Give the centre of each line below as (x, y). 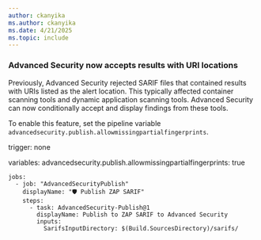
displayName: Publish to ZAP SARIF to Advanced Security (132, 215)
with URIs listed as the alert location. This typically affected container (121, 91)
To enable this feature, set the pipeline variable (85, 123)
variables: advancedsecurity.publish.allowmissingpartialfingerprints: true (127, 162)
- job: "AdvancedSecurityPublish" (72, 184)
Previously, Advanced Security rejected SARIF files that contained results (127, 82)
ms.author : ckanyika (42, 23)
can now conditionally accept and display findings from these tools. (118, 108)
